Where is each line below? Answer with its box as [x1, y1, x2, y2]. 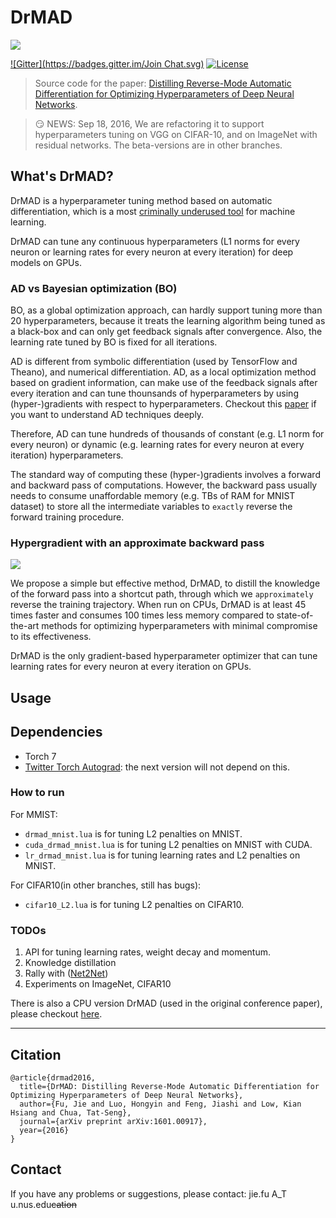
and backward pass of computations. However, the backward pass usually [10, 479, 318, 491]
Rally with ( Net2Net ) [24, 967, 109, 980]
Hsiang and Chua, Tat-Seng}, [10, 1107, 132, 1118]
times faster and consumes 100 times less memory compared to [10, 609, 275, 621]
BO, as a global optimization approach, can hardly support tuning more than [10, 304, 323, 316]
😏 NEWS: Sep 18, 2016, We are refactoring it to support [34, 117, 265, 130]
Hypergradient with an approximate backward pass [10, 536, 265, 550]
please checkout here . [10, 1008, 103, 1020]
